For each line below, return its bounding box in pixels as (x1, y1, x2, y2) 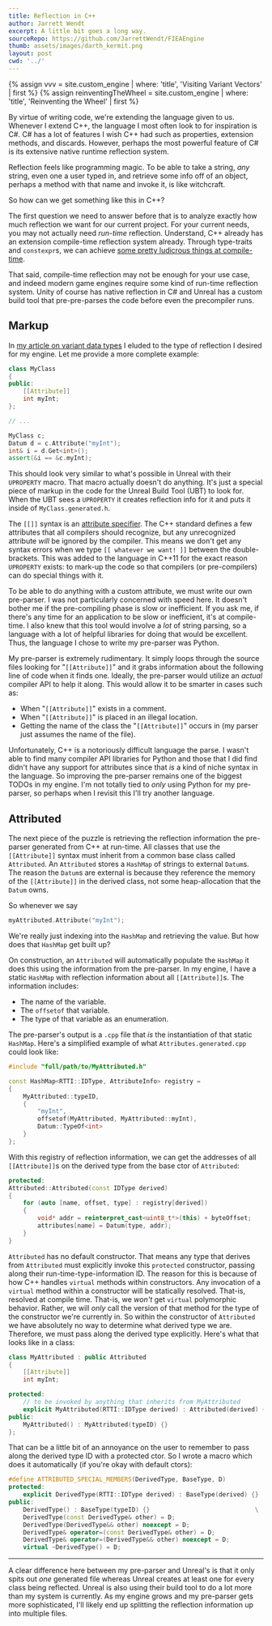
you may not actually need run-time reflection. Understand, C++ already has (8, 228, 264, 237)
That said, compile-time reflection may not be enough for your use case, (8, 269, 251, 280)
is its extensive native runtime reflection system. (8, 147, 170, 156)
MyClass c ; (8, 431, 45, 440)
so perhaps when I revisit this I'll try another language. (33, 788, 215, 798)
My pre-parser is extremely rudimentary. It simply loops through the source (8, 654, 260, 664)
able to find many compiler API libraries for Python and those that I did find (8, 754, 257, 764)
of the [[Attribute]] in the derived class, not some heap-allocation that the (8, 877, 261, 886)
